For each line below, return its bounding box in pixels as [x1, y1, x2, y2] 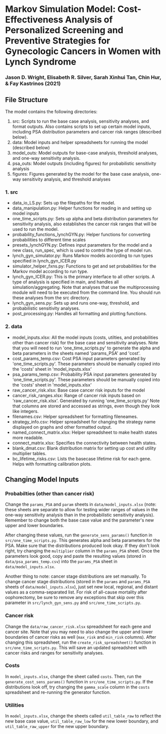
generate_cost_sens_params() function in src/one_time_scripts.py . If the [5, 678, 154, 684]
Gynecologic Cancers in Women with [5, 46, 161, 57]
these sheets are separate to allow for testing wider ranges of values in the [5, 507, 158, 513]
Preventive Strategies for [5, 35, 111, 47]
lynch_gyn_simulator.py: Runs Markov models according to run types [12, 253, 153, 259]
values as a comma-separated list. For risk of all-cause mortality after [5, 589, 148, 595]
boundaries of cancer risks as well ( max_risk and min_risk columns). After [5, 634, 157, 640]
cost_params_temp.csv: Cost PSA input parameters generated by [12, 355, 146, 361]
